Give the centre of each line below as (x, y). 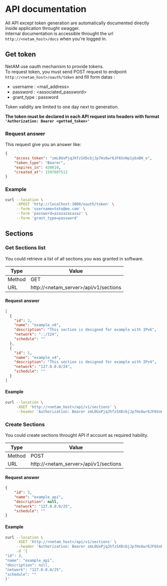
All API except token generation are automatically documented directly (77, 23)
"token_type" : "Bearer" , (40, 163)
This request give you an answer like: (43, 145)
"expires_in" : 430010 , (38, 167)
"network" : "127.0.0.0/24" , (43, 367)
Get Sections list (25, 248)
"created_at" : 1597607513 (41, 172)
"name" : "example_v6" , (38, 325)
